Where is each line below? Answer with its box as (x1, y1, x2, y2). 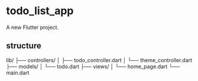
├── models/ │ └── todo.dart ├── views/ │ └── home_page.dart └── (6, 63, 180, 70)
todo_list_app (6, 4, 74, 18)
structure (6, 41, 41, 51)
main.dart (6, 69, 30, 76)
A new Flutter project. (6, 24, 59, 31)
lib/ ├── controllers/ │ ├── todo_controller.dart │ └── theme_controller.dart (6, 56, 193, 63)
